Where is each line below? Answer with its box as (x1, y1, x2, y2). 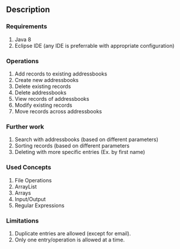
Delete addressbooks (14, 89, 66, 96)
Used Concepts (6, 163, 52, 172)
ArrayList (14, 183, 37, 190)
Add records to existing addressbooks (14, 70, 108, 77)
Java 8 (14, 35, 31, 43)
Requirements (6, 22, 48, 31)
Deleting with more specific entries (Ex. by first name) (14, 149, 145, 156)
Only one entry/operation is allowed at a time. (14, 236, 125, 243)
